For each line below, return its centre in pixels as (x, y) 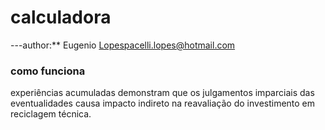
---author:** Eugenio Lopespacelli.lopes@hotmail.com (123, 45)
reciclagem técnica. (51, 114)
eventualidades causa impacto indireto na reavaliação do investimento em (163, 103)
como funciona (48, 71)
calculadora (61, 17)
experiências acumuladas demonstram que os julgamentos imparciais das (162, 93)
